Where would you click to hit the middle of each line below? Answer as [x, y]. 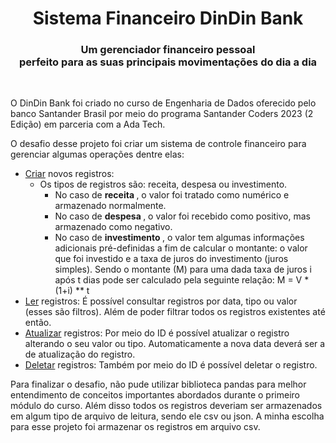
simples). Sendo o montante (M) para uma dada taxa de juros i [183, 269]
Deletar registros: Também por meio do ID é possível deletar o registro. [171, 365]
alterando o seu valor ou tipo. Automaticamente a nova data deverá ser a [175, 344]
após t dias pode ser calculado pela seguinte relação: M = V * [182, 280]
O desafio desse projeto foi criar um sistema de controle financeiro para [158, 144]
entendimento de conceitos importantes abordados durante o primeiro [155, 395]
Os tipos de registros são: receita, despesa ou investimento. [163, 184]
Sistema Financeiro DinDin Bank [168, 18]
